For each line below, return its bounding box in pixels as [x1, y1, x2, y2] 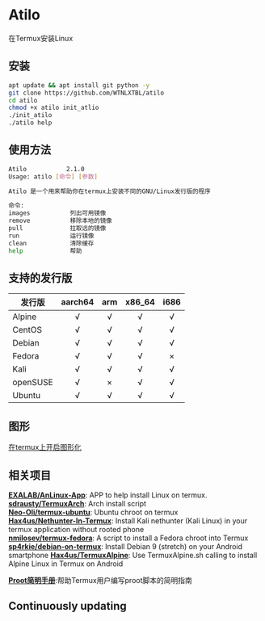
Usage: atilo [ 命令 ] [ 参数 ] [8, 172, 99, 181]
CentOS [12, 325, 43, 336]
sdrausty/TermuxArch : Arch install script [8, 499, 147, 508]
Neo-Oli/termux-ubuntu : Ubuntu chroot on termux [8, 507, 179, 517]
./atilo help [8, 119, 53, 127]
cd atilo [8, 96, 38, 104]
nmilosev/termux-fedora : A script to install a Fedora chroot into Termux [8, 533, 249, 543]
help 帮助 [8, 246, 82, 255]
